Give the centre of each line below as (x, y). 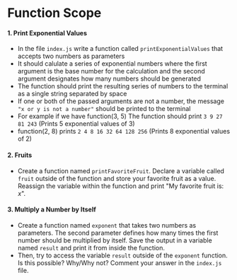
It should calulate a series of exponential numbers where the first (112, 64)
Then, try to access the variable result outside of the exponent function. (122, 255)
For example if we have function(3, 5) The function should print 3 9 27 (120, 116)
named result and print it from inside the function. (91, 247)
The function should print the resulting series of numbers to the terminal (123, 86)
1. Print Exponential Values (47, 33)
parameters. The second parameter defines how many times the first (118, 233)
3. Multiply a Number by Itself (52, 209)
